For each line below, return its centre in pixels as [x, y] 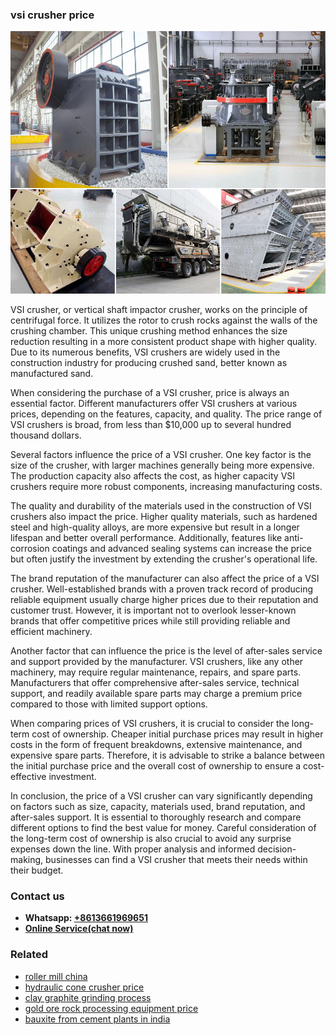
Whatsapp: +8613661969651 [86, 918]
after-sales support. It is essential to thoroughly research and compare [156, 817]
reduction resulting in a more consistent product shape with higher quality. [164, 341]
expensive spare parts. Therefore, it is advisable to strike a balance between [167, 755]
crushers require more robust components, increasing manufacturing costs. [166, 486]
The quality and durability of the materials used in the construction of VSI [161, 505]
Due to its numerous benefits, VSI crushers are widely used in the [145, 352]
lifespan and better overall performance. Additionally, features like [146, 537]
